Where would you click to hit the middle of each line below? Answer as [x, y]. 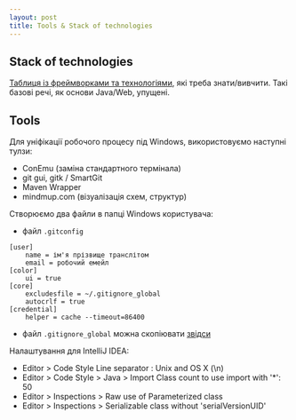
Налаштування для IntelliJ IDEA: [69, 351]
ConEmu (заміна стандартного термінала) [102, 169]
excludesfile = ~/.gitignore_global [93, 294]
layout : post [33, 17]
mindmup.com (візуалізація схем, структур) [104, 197]
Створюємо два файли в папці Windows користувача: [111, 214]
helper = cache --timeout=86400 [85, 317]
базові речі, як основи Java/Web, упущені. [90, 92]
